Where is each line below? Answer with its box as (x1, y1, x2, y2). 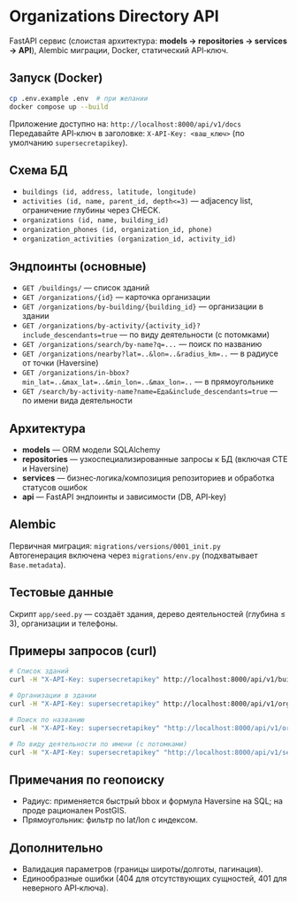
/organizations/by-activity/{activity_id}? (38, 321, 201, 331)
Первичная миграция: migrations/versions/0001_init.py (9, 540, 221, 551)
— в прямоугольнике (194, 376, 274, 387)
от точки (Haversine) (21, 358, 99, 368)
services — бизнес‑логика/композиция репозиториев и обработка (21, 472, 275, 483)
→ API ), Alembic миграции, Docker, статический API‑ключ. (9, 44, 229, 55)
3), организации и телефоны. (9, 618, 118, 628)
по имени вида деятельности (21, 396, 133, 406)
